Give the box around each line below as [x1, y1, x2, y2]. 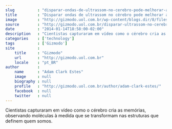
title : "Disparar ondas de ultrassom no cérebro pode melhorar [5, 12, 164, 17]
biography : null [14, 79, 52, 84]
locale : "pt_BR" [14, 60, 58, 65]
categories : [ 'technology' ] [5, 36, 74, 41]
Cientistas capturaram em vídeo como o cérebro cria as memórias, [5, 107, 146, 113]
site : [5, 46, 40, 51]
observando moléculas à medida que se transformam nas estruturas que [5, 113, 159, 119]
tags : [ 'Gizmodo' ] [5, 41, 68, 46]
